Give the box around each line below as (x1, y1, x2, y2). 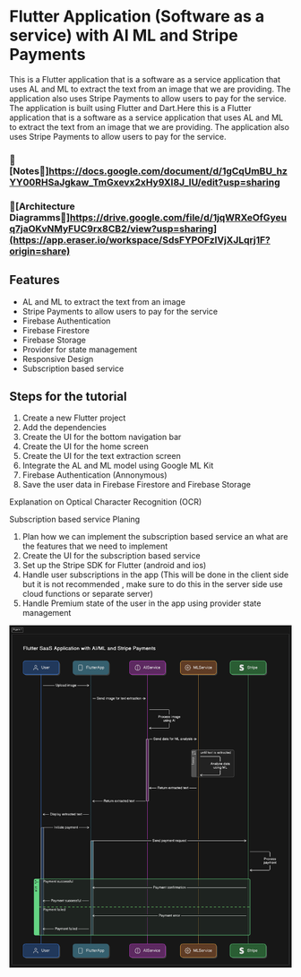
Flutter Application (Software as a (9, 6, 265, 27)
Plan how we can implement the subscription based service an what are (21, 532, 288, 542)
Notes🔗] (9, 164, 49, 177)
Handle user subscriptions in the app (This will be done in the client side (21, 569, 289, 580)
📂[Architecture (9, 200, 76, 212)
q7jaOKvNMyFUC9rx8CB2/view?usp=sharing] (9, 222, 218, 235)
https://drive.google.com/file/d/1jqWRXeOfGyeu (69, 211, 288, 223)
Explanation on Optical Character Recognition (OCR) (9, 497, 202, 507)
